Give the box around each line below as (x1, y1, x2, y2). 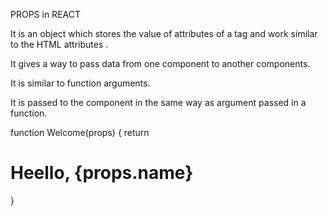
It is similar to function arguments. (10, 77, 151, 89)
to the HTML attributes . (10, 39, 109, 50)
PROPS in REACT (10, 9, 81, 20)
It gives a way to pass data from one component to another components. (10, 58, 311, 69)
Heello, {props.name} (10, 162, 194, 184)
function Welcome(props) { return (10, 127, 150, 138)
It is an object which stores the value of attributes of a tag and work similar (10, 28, 318, 39)
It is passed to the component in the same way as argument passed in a (10, 97, 307, 108)
